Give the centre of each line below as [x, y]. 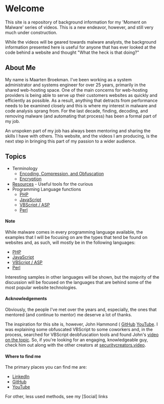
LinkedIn [21, 377]
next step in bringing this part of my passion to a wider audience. [71, 141]
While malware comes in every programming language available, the [74, 232]
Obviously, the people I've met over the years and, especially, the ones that [81, 309]
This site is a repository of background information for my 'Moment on [76, 22]
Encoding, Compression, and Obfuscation [62, 173]
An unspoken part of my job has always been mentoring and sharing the [78, 131]
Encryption [30, 179]
